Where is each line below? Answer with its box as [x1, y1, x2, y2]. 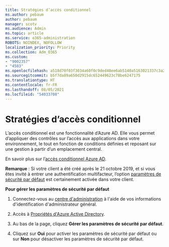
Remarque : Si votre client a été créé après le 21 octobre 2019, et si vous [5, 166, 155, 172]
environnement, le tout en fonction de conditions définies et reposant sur [5, 141, 156, 147]
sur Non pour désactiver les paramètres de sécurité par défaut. [12, 236, 144, 242]
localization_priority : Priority [5, 45, 75, 50]
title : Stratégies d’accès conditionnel [5, 7, 92, 13]
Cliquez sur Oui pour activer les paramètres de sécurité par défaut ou [12, 230, 157, 237]
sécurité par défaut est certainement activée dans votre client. [5, 176, 134, 182]
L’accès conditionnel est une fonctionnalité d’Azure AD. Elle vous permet [5, 130, 155, 136]
